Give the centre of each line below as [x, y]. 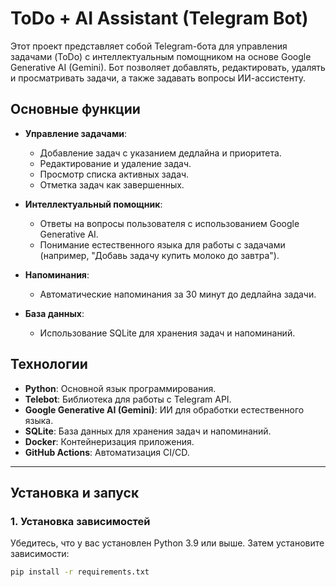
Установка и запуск [75, 492]
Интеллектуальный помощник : [93, 204]
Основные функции [75, 109]
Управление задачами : [76, 133]
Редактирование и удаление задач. [115, 163]
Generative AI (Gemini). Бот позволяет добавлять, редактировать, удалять [168, 67]
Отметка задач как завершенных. [112, 184]
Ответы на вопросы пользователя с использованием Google [169, 223]
